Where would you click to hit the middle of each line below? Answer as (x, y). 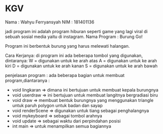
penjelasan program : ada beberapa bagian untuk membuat (65, 75)
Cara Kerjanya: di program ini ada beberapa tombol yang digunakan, (74, 55)
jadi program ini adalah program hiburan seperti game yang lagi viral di (76, 31)
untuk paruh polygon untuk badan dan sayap (57, 105)
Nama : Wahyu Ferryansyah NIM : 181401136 (50, 22)
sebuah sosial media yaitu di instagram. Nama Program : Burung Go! (74, 37)
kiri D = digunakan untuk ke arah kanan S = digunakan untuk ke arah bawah (81, 66)
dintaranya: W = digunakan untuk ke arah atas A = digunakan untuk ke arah (81, 60)
